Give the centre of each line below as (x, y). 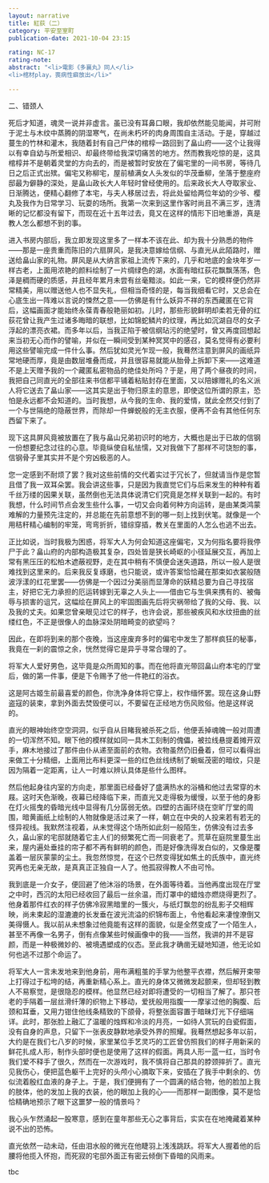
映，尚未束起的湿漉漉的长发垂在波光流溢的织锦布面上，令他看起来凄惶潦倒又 (134, 914)
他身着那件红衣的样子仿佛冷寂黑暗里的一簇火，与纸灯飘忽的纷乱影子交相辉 (131, 904)
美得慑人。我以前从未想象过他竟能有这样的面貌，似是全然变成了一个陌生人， (134, 924)
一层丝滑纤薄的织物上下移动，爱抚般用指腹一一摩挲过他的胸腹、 (148, 1001)
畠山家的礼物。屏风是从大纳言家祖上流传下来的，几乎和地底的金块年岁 (138, 260)
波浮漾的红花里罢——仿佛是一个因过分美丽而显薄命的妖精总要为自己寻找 (127, 581)
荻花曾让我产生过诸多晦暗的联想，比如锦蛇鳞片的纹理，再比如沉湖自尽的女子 (134, 320)
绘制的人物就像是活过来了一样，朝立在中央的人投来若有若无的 (159, 817)
